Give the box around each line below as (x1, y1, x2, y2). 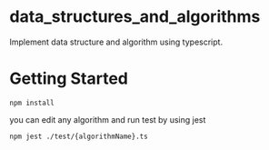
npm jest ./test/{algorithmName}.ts (9, 132, 148, 141)
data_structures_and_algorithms (9, 6, 261, 27)
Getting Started (9, 68, 129, 89)
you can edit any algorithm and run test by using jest (9, 114, 206, 125)
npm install (9, 98, 55, 107)
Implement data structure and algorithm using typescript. (9, 36, 224, 47)
